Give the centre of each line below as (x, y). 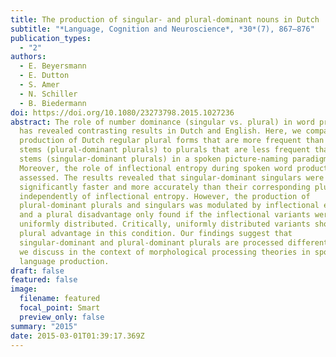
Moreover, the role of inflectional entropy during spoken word (156, 168)
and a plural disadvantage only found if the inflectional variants (165, 215)
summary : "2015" (44, 326)
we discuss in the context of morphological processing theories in (165, 252)
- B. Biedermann (53, 103)
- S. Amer (39, 85)
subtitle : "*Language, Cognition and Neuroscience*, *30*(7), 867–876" (162, 29)
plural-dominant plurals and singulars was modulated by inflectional (169, 206)
